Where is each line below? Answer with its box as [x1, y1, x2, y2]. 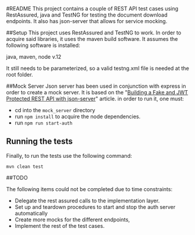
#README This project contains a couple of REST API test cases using [6, 5, 179, 12]
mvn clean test [6, 163, 44, 170]
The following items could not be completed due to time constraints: [6, 185, 173, 192]
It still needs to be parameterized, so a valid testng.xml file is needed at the [6, 65, 190, 72]
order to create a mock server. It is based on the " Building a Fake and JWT [6, 89, 188, 96]
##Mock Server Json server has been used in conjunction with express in [6, 82, 186, 90]
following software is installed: [6, 42, 81, 49]
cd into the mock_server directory [14, 107, 95, 113]
